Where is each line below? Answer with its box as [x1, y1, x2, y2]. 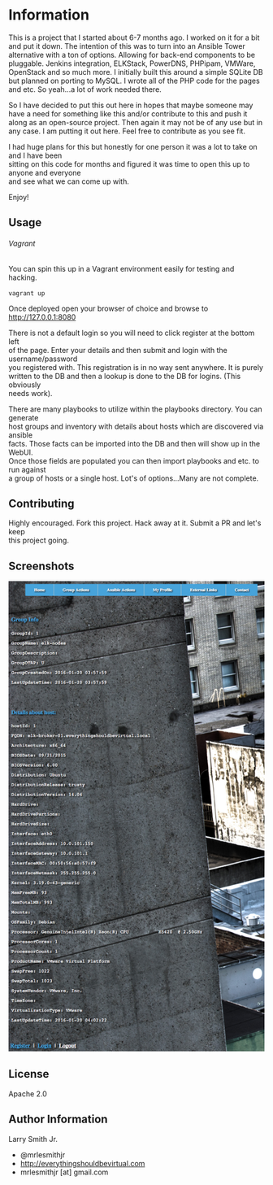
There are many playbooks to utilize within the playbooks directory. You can [8, 404, 262, 414]
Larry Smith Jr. [8, 1134, 58, 1144]
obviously [8, 380, 41, 390]
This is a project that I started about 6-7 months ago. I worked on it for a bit [8, 33, 260, 42]
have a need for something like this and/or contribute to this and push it [8, 108, 248, 119]
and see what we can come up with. [8, 176, 130, 186]
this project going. [8, 535, 69, 546]
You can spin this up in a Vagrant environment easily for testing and [8, 264, 235, 273]
